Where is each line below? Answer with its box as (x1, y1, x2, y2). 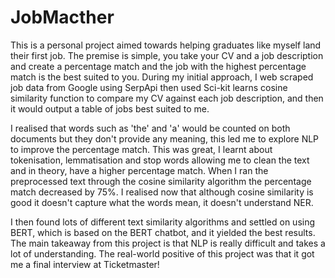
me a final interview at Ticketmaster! (10, 258, 160, 270)
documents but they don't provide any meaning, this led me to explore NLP (10, 132, 320, 145)
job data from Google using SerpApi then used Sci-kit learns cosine (10, 81, 288, 93)
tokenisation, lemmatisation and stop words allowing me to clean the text (10, 154, 310, 166)
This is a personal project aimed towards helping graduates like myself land (10, 39, 322, 51)
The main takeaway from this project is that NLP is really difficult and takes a (10, 237, 326, 249)
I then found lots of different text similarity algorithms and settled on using (10, 216, 316, 228)
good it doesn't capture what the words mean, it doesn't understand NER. (10, 196, 314, 208)
